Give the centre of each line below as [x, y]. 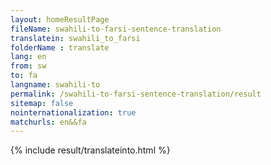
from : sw [28, 66]
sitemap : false [42, 103]
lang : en [28, 57]
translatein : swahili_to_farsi [75, 38]
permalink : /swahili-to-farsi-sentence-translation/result [136, 94]
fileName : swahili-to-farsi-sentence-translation [116, 29]
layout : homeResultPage [60, 19]
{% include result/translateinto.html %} [90, 150]
